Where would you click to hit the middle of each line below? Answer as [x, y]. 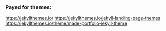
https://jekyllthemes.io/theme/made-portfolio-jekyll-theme [66, 23]
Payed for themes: [28, 7]
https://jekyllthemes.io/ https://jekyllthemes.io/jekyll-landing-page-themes [83, 18]
